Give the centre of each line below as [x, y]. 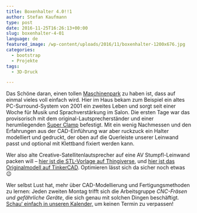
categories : [21, 50]
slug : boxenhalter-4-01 [35, 34]
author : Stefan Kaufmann [36, 17]
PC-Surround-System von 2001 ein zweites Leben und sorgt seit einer [91, 106]
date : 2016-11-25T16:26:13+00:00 [47, 28]
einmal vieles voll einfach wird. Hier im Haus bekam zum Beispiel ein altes [96, 100]
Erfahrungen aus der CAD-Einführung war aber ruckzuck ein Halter [88, 131]
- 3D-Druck [25, 72]
